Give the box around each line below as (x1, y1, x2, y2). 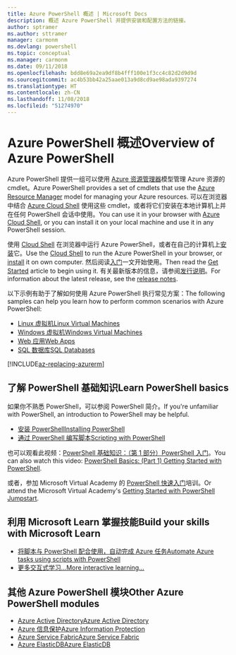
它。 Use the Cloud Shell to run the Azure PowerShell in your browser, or (13, 249, 223, 257)
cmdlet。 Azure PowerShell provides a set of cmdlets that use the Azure (7, 183, 215, 191)
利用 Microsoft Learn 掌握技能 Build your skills (7, 517, 210, 529)
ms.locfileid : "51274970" (7, 102, 83, 110)
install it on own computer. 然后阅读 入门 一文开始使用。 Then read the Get (7, 257, 218, 266)
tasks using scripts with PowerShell (17, 555, 121, 564)
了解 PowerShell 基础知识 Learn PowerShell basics (7, 382, 229, 394)
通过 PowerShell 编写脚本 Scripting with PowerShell (17, 433, 166, 442)
